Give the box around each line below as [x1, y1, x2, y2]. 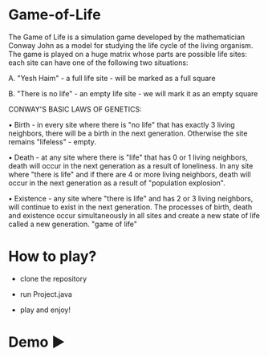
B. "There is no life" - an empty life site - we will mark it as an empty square [8, 88, 258, 98]
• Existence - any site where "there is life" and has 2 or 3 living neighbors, [8, 193, 254, 203]
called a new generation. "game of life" [8, 219, 138, 229]
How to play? [8, 247, 97, 266]
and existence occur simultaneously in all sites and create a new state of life [8, 210, 261, 220]
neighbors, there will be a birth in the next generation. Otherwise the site [8, 128, 248, 138]
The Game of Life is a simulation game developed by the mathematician [8, 32, 246, 42]
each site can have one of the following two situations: [8, 58, 189, 67]
